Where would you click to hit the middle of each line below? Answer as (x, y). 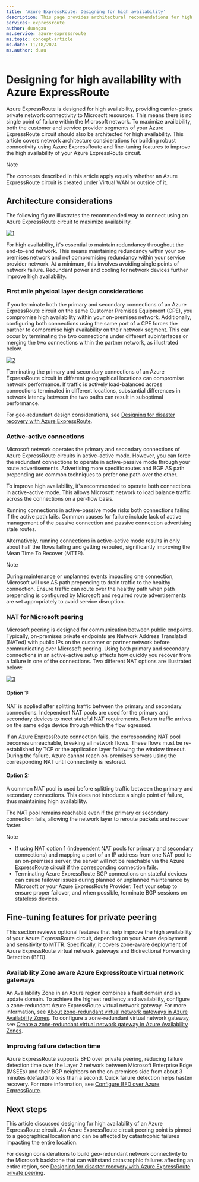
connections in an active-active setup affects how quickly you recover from (99, 655)
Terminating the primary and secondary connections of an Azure (85, 371)
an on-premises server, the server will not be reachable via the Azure (99, 861)
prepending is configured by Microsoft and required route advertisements (96, 595)
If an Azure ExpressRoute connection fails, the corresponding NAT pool (94, 737)
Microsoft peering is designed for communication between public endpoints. (100, 630)
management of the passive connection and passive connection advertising (99, 523)
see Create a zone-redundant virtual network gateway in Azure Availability (97, 1024)
